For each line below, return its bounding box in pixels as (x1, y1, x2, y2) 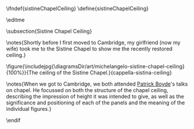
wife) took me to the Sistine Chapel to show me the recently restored (6, 45, 173, 52)
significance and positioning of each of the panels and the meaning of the (6, 99, 185, 106)
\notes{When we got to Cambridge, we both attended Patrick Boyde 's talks (6, 80, 188, 87)
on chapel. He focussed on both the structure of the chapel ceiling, (6, 87, 169, 93)
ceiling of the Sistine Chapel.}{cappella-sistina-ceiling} (39, 69, 172, 76)
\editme (6, 16, 25, 23)
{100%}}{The (6, 69, 38, 76)
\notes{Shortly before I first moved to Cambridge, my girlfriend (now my (6, 39, 181, 46)
